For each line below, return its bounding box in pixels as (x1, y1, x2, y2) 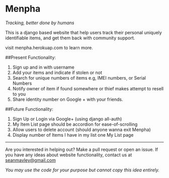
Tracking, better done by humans (5, 20, 74, 26)
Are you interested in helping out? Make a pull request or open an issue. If (5, 146, 158, 152)
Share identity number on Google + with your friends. (12, 96, 123, 102)
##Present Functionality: (5, 54, 56, 61)
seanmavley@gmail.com (5, 157, 56, 163)
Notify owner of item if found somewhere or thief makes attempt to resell (12, 85, 164, 91)
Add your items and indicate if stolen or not (12, 69, 102, 76)
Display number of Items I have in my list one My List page (12, 132, 134, 138)
